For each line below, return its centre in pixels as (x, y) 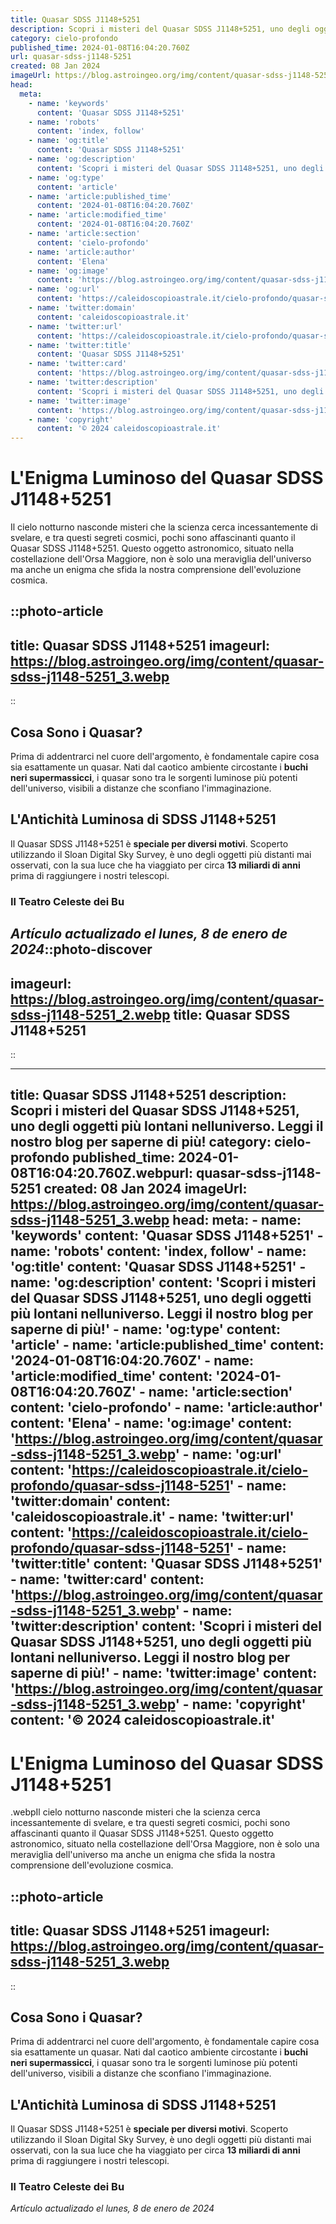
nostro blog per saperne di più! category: (141, 1142)
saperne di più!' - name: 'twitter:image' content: (164, 1673)
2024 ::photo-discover (81, 949)
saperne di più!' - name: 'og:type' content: (145, 1329)
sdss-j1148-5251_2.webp (90, 1014)
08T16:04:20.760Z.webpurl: (102, 1173)
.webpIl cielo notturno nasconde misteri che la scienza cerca (135, 1812)
